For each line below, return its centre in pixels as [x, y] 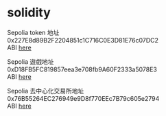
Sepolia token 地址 [33, 32]
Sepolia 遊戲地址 [31, 61]
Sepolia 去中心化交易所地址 [46, 91]
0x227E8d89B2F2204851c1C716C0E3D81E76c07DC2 [83, 40]
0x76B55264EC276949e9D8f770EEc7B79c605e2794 [83, 98]
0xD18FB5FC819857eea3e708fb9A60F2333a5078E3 [82, 69]
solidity [29, 13]
